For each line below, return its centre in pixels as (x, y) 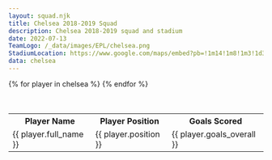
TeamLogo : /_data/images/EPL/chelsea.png (79, 46)
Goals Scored (216, 121)
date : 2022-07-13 (38, 38)
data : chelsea (32, 61)
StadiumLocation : (38, 53)
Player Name (50, 121)
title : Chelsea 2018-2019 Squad (63, 23)
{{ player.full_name (48, 134)
